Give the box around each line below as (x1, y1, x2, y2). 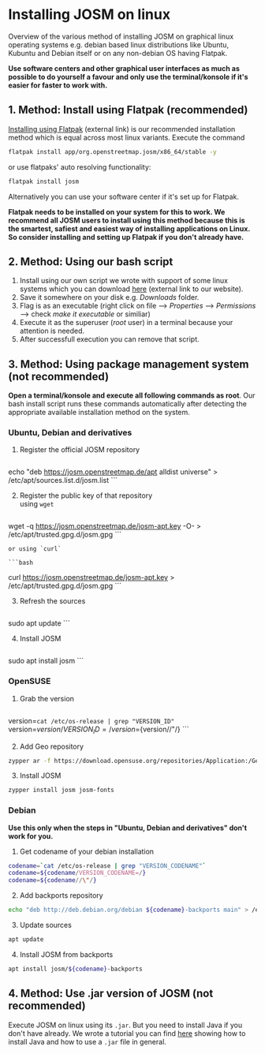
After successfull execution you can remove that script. (19, 335, 200, 344)
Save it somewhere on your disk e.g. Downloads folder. (19, 293, 200, 302)
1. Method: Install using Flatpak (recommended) (8, 103, 248, 117)
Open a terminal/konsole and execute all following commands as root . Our (8, 391, 256, 400)
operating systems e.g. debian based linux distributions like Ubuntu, (8, 39, 230, 49)
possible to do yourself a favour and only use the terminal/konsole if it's (8, 72, 248, 81)
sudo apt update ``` (8, 619, 70, 628)
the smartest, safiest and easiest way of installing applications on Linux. (8, 223, 251, 234)
